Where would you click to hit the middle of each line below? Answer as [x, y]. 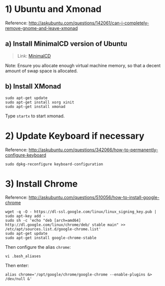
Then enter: [17, 266]
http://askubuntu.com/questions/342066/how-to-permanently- [93, 150]
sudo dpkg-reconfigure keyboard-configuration [54, 164]
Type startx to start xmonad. [35, 116]
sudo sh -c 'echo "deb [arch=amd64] [43, 221]
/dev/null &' [19, 279]
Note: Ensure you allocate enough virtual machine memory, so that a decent [83, 65]
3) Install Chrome [41, 184]
